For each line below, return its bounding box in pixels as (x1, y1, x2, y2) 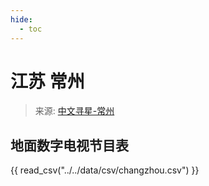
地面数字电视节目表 (10, 137, 129, 154)
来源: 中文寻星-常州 (34, 105, 115, 117)
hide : (10, 14, 33, 25)
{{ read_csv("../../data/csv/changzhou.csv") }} (10, 164, 200, 176)
